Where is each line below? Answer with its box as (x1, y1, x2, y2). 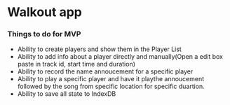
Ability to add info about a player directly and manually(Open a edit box (17, 52, 223, 61)
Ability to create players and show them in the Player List (17, 45, 182, 53)
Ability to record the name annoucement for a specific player (17, 67, 194, 76)
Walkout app (7, 4, 82, 20)
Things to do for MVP (7, 29, 81, 39)
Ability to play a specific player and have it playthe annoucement (17, 75, 205, 83)
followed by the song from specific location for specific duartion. (17, 82, 205, 91)
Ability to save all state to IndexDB (17, 90, 116, 98)
